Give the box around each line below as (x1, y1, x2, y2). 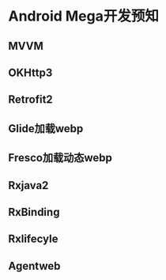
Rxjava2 (8, 179, 49, 192)
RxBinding (8, 205, 60, 218)
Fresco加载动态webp (8, 151, 113, 165)
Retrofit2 (8, 93, 53, 107)
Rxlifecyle (8, 233, 58, 246)
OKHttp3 (8, 66, 53, 79)
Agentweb (8, 259, 61, 273)
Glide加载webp (8, 122, 84, 135)
